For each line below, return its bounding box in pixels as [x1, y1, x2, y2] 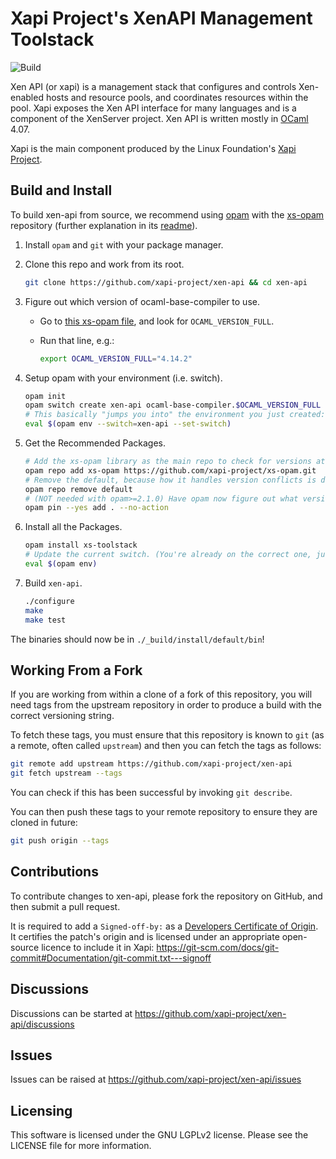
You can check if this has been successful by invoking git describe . [10, 787, 293, 799]
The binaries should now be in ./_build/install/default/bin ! [10, 633, 265, 645]
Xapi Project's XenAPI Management [10, 7, 313, 30]
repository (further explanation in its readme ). [10, 219, 198, 231]
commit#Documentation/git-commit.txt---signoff [10, 952, 212, 964]
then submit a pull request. [10, 900, 121, 912]
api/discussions [10, 1018, 75, 1030]
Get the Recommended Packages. [24, 437, 166, 449]
